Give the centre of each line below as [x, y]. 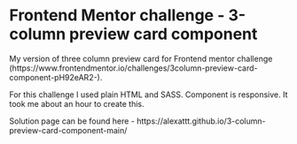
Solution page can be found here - [72, 121]
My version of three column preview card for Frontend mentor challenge [141, 58]
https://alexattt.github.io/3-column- [201, 121]
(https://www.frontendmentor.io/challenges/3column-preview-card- [133, 68]
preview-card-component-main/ [68, 130]
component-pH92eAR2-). [56, 77]
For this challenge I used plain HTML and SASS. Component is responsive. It [148, 95]
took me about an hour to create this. [77, 103]
